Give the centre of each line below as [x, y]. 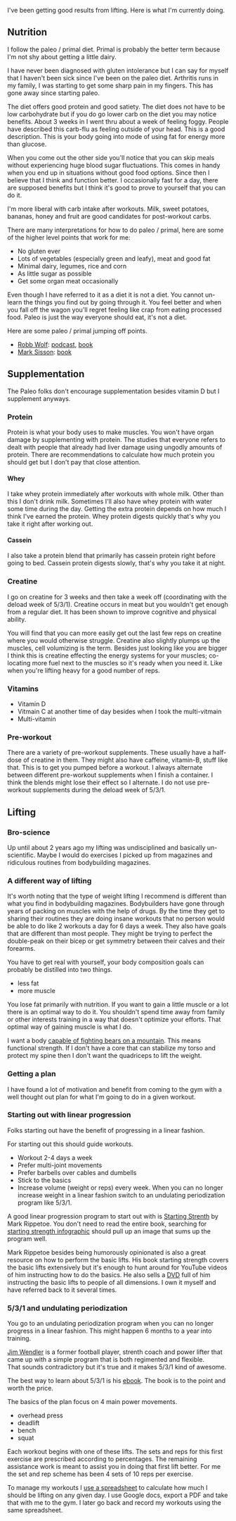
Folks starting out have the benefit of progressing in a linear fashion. [106, 1130]
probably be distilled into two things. [60, 970]
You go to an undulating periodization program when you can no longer [111, 1324]
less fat [28, 983]
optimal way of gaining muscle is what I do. [70, 1027]
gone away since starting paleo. [53, 93]
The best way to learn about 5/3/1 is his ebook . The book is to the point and [117, 1381]
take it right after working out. [50, 524]
